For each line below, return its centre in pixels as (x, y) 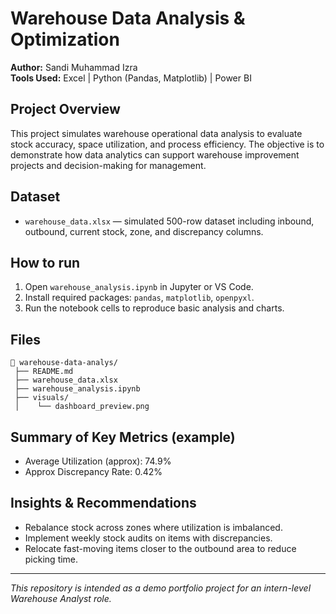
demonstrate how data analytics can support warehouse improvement (155, 154)
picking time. (51, 559)
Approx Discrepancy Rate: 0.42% (93, 471)
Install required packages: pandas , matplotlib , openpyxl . (139, 298)
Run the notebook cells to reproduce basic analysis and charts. (154, 308)
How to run (45, 262)
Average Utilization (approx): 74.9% (98, 461)
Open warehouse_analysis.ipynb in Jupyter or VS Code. (139, 287)
